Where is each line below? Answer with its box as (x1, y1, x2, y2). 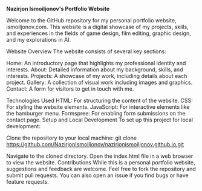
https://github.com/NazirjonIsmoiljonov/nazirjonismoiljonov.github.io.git (6, 141, 184, 147)
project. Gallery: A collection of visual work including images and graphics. (6, 79, 193, 86)
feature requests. (6, 178, 50, 185)
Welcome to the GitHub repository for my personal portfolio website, (6, 17, 177, 24)
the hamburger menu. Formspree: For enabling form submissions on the (6, 110, 186, 117)
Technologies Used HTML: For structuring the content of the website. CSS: (6, 97, 194, 104)
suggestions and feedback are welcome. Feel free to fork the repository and (6, 166, 197, 172)
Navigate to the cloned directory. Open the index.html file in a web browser (6, 152, 194, 160)
